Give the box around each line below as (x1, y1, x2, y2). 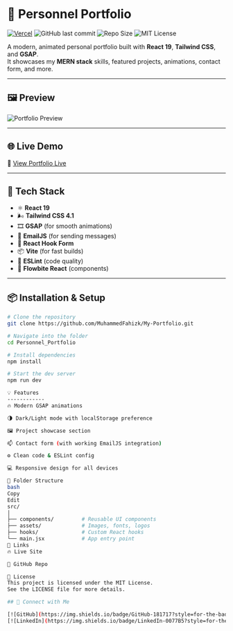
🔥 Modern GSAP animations (7, 402, 83, 409)
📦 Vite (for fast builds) (17, 247, 84, 256)
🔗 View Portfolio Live (7, 159, 67, 167)
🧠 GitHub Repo (7, 560, 49, 567)
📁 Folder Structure (7, 477, 64, 484)
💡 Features (7, 389, 40, 397)
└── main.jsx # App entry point (7, 535, 135, 542)
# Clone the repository (7, 314, 76, 321)
